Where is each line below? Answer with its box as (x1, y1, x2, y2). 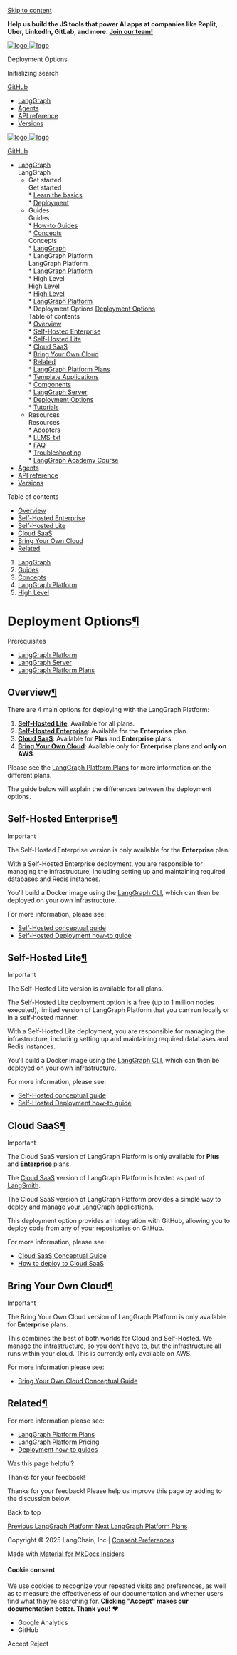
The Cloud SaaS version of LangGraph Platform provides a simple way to (7, 1195, 221, 1204)
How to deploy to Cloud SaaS (17, 1259, 105, 1268)
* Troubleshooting (28, 448, 82, 457)
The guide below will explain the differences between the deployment (7, 784, 212, 793)
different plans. (7, 770, 52, 779)
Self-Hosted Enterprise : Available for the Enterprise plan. (17, 726, 189, 735)
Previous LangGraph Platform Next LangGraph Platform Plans (7, 1522, 188, 1530)
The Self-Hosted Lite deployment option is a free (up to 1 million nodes (7, 998, 215, 1007)
